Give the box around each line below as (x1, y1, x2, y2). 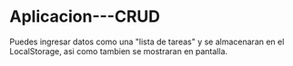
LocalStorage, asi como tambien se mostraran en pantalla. (9, 45, 228, 56)
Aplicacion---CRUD (9, 6, 161, 27)
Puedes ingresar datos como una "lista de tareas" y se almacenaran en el (9, 36, 285, 47)
